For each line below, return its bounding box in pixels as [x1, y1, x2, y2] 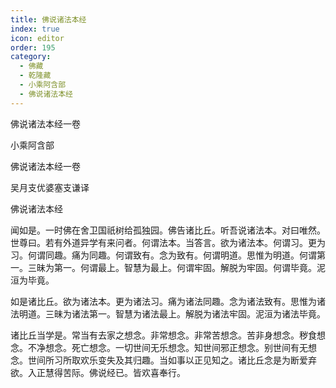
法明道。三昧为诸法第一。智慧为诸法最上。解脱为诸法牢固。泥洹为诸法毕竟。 [10, 307, 326, 320]
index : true [10, 24, 60, 34]
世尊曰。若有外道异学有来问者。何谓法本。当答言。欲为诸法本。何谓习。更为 [10, 236, 326, 248]
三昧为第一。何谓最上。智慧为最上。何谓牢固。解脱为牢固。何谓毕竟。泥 [27, 261, 326, 273]
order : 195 [10, 42, 56, 53]
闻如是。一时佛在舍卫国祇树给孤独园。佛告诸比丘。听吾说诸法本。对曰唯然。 [10, 224, 326, 236]
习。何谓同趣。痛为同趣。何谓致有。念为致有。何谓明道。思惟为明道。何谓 [10, 249, 317, 261]
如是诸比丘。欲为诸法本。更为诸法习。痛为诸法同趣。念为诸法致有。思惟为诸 [10, 295, 326, 307]
